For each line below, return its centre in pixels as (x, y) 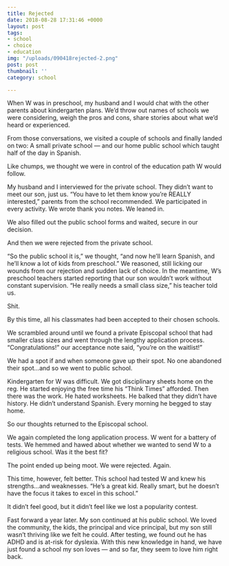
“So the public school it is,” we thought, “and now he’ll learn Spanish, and (111, 256)
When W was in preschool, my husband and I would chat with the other (108, 103)
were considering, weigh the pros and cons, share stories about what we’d (113, 118)
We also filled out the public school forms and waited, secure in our (102, 222)
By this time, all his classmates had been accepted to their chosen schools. (113, 319)
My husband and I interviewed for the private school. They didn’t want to (110, 187)
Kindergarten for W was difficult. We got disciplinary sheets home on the (110, 381)
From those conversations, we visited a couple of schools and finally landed (115, 138)
